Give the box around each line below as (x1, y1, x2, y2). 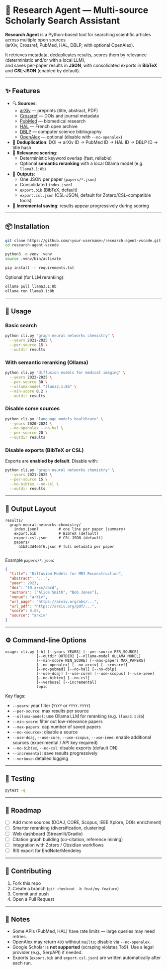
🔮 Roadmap (5, 806, 41, 815)
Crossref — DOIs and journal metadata (19, 113, 99, 119)
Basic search (5, 322, 37, 329)
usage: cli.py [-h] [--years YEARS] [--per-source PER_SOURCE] (5, 649, 139, 654)
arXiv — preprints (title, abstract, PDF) (19, 107, 98, 114)
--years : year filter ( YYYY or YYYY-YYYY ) (12, 702, 90, 709)
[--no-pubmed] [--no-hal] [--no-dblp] (36, 667, 117, 672)
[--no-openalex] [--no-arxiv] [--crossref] (36, 662, 128, 667)
